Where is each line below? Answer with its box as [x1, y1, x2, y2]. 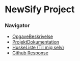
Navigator [5, 22, 30, 29]
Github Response [12, 50, 49, 56]
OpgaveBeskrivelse [12, 33, 53, 39]
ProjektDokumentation [12, 39, 60, 45]
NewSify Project [5, 4, 75, 15]
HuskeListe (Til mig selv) [12, 45, 64, 51]
